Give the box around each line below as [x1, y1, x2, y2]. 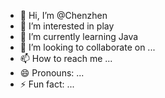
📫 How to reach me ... [19, 53, 113, 64]
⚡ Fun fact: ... [19, 78, 75, 90]
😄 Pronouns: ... [19, 67, 85, 79]
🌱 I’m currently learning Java [19, 31, 139, 42]
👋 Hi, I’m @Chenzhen [19, 10, 108, 21]
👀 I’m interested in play [19, 20, 115, 32]
